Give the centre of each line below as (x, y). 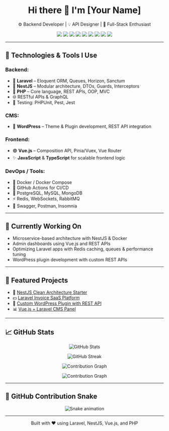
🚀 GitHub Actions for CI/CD (40, 188)
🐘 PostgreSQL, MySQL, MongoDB (48, 193)
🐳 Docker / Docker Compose (42, 182)
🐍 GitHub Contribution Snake (51, 397)
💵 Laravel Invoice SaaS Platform (46, 298)
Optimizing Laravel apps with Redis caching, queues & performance (83, 249)
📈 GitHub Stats (30, 332)
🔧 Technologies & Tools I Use (51, 56)
